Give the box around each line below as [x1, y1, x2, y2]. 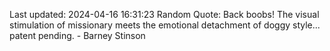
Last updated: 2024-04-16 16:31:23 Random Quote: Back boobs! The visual [9, 9, 320, 20]
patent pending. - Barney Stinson [9, 30, 146, 41]
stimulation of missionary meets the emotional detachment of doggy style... [9, 19, 321, 31]
